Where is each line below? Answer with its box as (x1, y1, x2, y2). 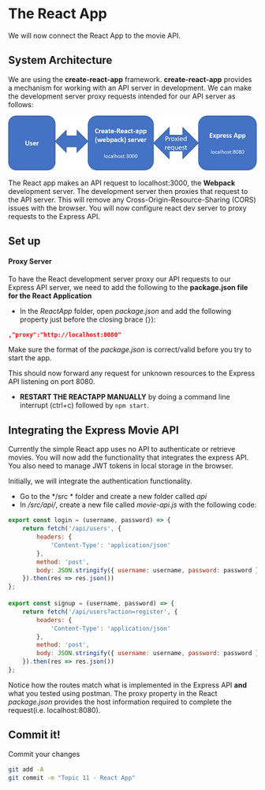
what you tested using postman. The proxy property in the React (8, 688, 218, 698)
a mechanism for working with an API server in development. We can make (8, 83, 252, 92)
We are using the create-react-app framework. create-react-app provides (8, 74, 252, 84)
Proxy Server (8, 257, 53, 266)
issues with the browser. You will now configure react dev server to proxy (8, 203, 247, 213)
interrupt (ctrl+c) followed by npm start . (19, 401, 150, 410)
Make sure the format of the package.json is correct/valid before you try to (8, 345, 252, 355)
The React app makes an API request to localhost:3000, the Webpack (8, 178, 236, 188)
